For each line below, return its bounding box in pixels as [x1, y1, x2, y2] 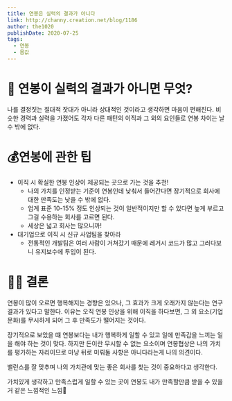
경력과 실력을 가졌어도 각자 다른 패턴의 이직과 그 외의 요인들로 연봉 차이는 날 [19, 114, 225, 122]
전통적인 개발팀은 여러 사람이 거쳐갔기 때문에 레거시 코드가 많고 [27, 239, 198, 247]
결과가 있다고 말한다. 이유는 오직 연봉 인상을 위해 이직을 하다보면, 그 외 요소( [7, 307, 213, 316]
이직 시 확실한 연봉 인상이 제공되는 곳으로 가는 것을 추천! [17, 178, 169, 186]
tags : [7, 36, 23, 43]
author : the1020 [7, 23, 54, 30]
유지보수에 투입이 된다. [35, 247, 97, 255]
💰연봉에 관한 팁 [7, 150, 92, 165]
